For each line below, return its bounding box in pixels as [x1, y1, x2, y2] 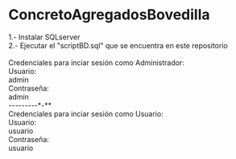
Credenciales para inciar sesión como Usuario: [8, 108, 164, 118]
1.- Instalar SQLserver [8, 32, 81, 42]
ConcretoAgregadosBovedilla [8, 6, 211, 24]
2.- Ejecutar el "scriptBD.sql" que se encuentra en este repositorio [8, 40, 228, 50]
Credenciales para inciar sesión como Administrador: [8, 58, 185, 67]
